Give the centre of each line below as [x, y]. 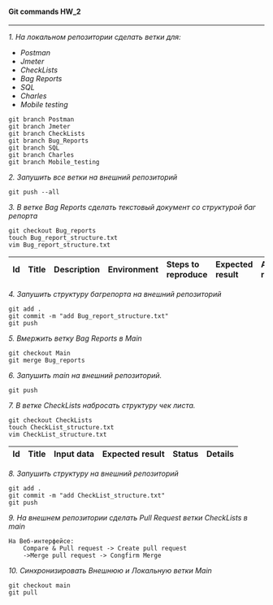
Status [186, 454]
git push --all [34, 192]
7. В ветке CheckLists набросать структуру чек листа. [102, 406]
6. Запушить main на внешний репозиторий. [85, 376]
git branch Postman [41, 120]
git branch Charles [41, 155]
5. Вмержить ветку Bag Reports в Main [75, 338]
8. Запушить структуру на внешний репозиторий [93, 474]
